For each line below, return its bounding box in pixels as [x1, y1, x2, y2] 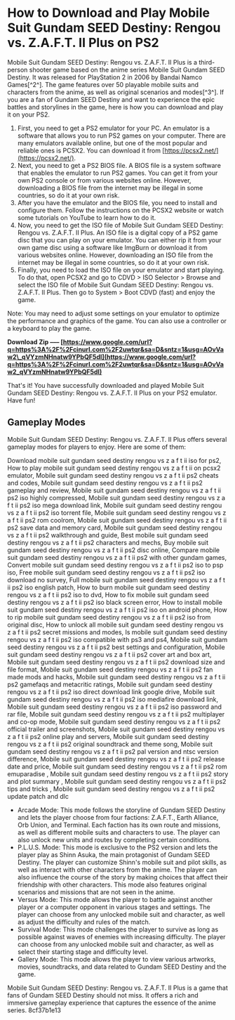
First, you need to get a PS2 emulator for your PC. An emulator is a [17, 124, 210, 132]
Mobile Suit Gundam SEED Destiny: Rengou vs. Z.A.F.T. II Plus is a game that [7, 983, 228, 992]
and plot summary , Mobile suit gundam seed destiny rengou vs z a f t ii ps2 [7, 777, 227, 785]
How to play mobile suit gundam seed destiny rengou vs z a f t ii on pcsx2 [7, 464, 221, 472]
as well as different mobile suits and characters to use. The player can [17, 828, 220, 837]
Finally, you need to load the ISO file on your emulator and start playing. [17, 266, 224, 274]
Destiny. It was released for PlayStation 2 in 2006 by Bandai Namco [7, 72, 203, 81]
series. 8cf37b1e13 [7, 1006, 62, 1014]
